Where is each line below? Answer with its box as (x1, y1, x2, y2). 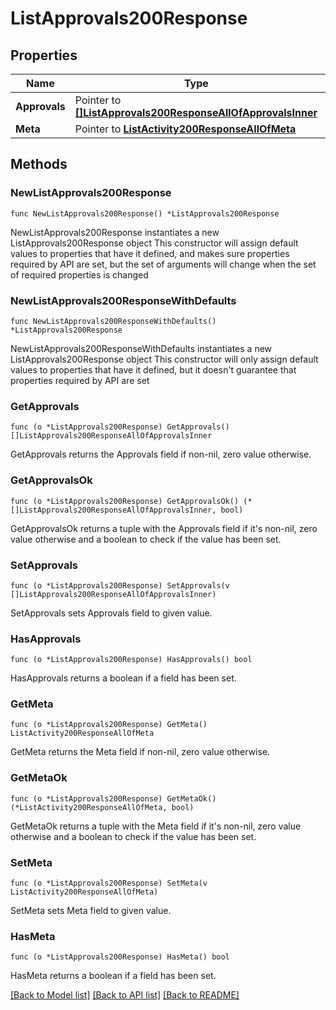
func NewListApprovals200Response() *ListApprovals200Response (10, 208, 280, 219)
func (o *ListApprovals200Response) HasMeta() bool (10, 952, 230, 962)
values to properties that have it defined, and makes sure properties (10, 247, 290, 259)
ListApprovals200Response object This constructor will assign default (10, 237, 299, 249)
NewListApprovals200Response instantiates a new (10, 226, 220, 238)
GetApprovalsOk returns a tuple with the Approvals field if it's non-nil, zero (10, 522, 318, 534)
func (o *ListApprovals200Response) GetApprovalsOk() (10, 496, 240, 506)
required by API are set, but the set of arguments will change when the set (10, 258, 317, 270)
